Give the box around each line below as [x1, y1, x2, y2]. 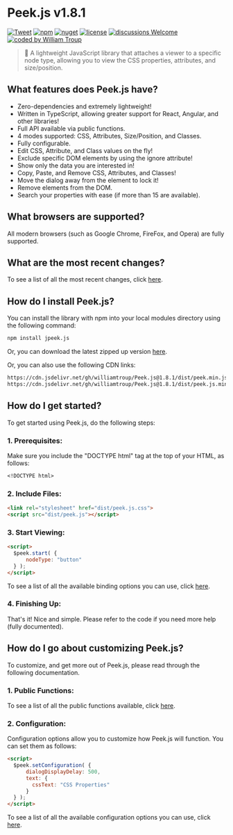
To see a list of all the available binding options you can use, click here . [7, 582, 210, 590]
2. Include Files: [7, 489, 62, 498]
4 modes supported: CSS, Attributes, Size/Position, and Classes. [17, 131, 202, 140]
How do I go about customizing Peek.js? [7, 642, 184, 654]
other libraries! [17, 117, 60, 125]
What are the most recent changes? [7, 257, 165, 268]
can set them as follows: [7, 742, 77, 750]
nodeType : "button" [25, 556, 82, 563]
